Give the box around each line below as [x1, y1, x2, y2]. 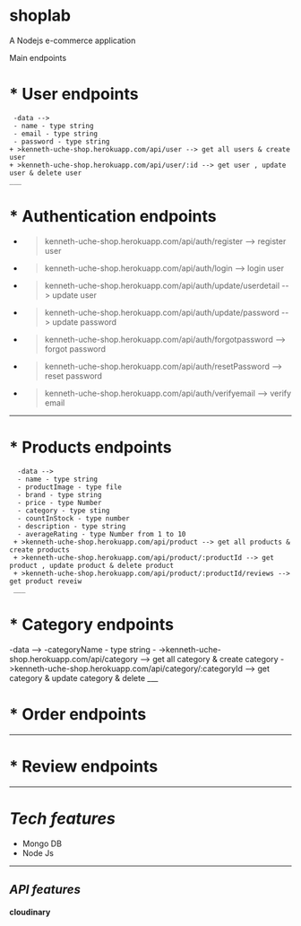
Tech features [9, 808, 116, 828]
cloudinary [9, 907, 51, 918]
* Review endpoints [9, 756, 159, 776]
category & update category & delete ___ [9, 672, 159, 683]
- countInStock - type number [17, 513, 130, 523]
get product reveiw [9, 576, 82, 586]
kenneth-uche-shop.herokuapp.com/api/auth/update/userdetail [44, 280, 280, 291]
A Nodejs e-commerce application [9, 35, 136, 46]
